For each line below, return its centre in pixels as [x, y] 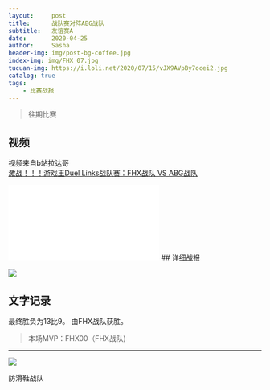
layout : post [37, 16]
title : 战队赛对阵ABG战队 [56, 23]
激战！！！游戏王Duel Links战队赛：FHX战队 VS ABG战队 [103, 173]
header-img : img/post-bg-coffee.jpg [70, 53]
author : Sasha [39, 46]
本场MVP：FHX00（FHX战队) [77, 338]
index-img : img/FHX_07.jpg [53, 61]
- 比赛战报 [39, 90]
